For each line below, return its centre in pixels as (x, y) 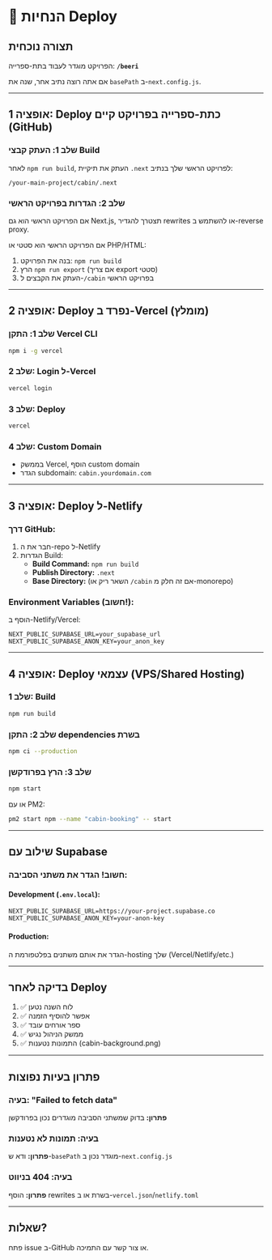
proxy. (19, 229)
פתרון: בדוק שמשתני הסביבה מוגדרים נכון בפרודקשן (88, 1117)
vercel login (30, 388)
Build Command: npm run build (85, 564)
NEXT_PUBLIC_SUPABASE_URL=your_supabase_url (85, 635)
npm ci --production (43, 751)
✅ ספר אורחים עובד (50, 1025)
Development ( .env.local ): (54, 894)
